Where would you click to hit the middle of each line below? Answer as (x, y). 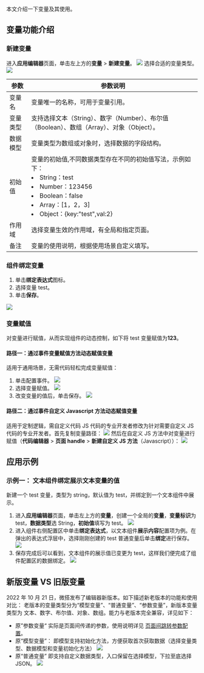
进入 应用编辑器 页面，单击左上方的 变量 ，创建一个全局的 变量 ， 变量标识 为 (105, 516)
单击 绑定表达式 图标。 (42, 280)
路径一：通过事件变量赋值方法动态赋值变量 (59, 353)
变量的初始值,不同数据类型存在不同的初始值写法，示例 (108, 159)
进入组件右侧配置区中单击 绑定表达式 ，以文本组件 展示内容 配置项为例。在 (105, 531)
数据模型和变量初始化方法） (60, 649)
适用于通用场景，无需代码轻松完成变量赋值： (62, 368)
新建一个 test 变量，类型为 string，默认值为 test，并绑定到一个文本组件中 (98, 495)
